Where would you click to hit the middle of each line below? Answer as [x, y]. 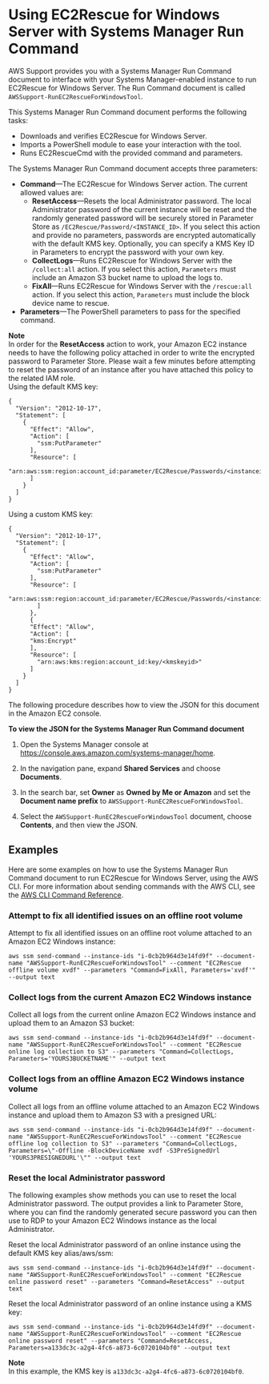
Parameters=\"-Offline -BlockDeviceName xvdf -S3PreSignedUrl [114, 1150]
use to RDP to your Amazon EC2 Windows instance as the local [113, 1220]
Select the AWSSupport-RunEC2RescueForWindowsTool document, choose [136, 816]
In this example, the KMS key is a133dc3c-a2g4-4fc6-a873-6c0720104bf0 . [126, 1371]
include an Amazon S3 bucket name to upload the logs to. [127, 277]
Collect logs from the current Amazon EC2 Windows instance [130, 997]
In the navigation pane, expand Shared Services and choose [120, 768]
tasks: [18, 120]
